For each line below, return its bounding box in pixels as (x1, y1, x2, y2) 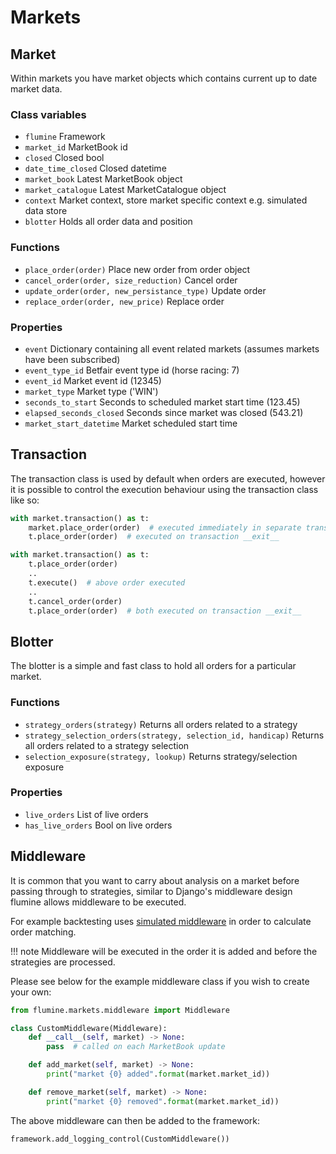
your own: (10, 986, 52, 998)
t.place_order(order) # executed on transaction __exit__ (28, 532, 280, 542)
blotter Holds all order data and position (24, 216, 193, 228)
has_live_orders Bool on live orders (24, 819, 173, 831)
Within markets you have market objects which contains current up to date (10, 72, 318, 84)
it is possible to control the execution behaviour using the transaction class (10, 483, 319, 495)
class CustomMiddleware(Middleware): (10, 1023, 168, 1033)
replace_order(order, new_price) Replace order (24, 295, 225, 307)
